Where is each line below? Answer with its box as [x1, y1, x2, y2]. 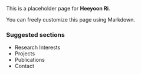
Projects [14, 50, 35, 57]
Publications [14, 57, 45, 64]
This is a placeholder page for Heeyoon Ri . [6, 5, 110, 12]
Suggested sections [6, 30, 65, 38]
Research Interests [14, 44, 61, 51]
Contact [14, 62, 34, 69]
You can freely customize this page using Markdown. [6, 16, 136, 23]
